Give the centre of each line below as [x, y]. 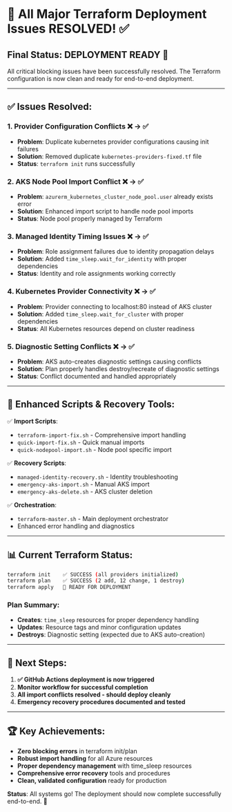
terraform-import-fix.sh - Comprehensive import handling [101, 435]
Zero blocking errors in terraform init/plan [77, 751]
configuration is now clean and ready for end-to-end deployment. [101, 78]
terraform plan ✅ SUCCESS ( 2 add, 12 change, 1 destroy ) [96, 581]
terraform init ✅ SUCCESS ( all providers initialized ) [93, 574]
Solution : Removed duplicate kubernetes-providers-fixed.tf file [109, 156]
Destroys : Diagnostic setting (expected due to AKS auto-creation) [111, 634]
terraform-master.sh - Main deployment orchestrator [93, 518]
